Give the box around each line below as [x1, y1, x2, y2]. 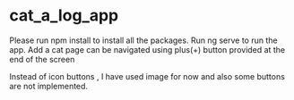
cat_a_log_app [9, 5, 119, 26]
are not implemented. [9, 80, 88, 91]
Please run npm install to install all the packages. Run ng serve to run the [9, 35, 278, 46]
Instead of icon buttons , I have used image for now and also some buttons [9, 71, 285, 81]
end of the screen [9, 54, 75, 64]
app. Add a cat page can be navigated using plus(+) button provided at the [9, 44, 285, 54]
